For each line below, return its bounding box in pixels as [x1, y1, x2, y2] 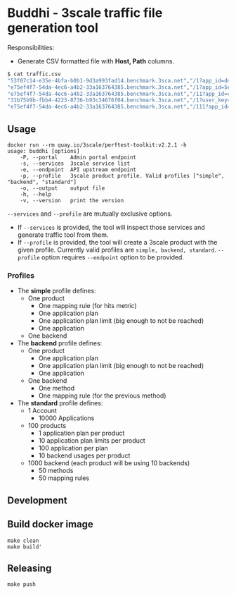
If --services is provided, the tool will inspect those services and [17, 223, 205, 231]
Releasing [7, 562, 52, 574]
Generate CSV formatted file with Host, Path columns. [17, 56, 174, 65]
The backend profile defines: [17, 339, 103, 348]
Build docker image [7, 518, 93, 530]
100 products [27, 422, 67, 430]
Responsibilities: [7, 43, 55, 51]
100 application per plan [38, 444, 109, 453]
